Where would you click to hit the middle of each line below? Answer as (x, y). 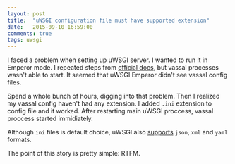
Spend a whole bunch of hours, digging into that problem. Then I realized (114, 96)
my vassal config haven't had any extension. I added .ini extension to (110, 103)
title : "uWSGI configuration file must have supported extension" (109, 20)
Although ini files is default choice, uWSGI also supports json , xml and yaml (117, 132)
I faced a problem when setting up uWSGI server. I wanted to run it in (108, 60)
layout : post (26, 14)
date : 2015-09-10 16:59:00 (50, 27)
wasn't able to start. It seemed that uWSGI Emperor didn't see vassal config (117, 75)
